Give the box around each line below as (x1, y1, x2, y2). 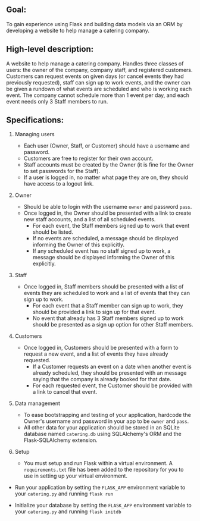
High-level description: (6, 44, 94, 54)
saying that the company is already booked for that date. (32, 376, 171, 383)
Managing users (14, 131, 55, 138)
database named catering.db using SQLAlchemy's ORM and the (23, 431, 182, 438)
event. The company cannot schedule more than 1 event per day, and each (6, 92, 189, 99)
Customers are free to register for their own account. (23, 155, 154, 162)
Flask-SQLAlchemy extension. (23, 437, 98, 444)
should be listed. (32, 228, 73, 236)
